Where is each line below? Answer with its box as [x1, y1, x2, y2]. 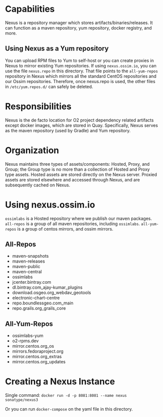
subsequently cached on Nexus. [5, 182, 70, 188]
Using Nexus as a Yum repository [5, 44, 109, 53]
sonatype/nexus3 [5, 397, 38, 403]
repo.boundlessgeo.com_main [12, 300, 73, 306]
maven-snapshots [12, 253, 49, 259]
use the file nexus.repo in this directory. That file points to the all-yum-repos [5, 68, 158, 74]
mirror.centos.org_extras [12, 354, 62, 359]
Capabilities [5, 3, 55, 15]
